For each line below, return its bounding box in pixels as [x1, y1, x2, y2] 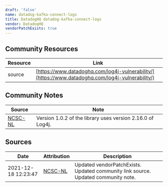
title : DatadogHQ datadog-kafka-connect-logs [5, 17, 101, 22]
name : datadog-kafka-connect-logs [5, 12, 77, 17]
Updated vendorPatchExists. [74, 161, 141, 168]
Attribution [43, 152, 70, 159]
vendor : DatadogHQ [5, 21, 43, 27]
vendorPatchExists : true [5, 26, 57, 31]
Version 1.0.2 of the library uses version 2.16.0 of [36, 114, 154, 121]
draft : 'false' [5, 7, 37, 13]
